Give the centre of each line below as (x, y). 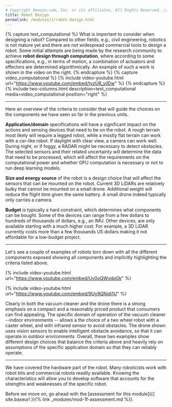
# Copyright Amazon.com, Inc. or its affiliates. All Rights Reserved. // (87, 10)
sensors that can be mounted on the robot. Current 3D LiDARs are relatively (85, 183)
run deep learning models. (33, 168)
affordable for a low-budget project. (43, 237)
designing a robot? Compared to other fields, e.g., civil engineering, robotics (86, 40)
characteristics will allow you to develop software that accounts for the (80, 379)
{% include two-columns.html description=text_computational (71, 89)
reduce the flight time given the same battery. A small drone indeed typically (86, 195)
